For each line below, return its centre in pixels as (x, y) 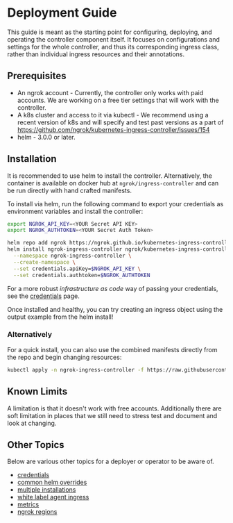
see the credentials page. (43, 296)
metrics (28, 504)
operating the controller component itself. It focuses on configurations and (114, 39)
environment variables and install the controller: (75, 211)
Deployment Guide (62, 13)
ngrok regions (37, 512)
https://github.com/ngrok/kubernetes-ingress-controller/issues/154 (113, 129)
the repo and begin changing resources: (64, 357)
